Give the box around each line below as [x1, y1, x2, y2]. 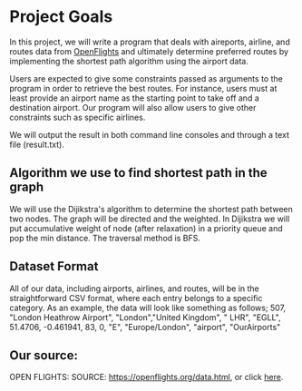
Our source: [9, 347, 79, 363]
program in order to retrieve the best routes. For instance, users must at [9, 83, 278, 93]
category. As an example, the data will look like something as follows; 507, [9, 302, 287, 313]
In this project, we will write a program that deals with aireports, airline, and [9, 36, 290, 47]
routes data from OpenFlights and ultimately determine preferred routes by [9, 45, 288, 56]
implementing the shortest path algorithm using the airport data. [9, 55, 249, 66]
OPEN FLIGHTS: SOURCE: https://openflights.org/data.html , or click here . [9, 372, 284, 383]
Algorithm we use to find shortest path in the [9, 165, 268, 181]
